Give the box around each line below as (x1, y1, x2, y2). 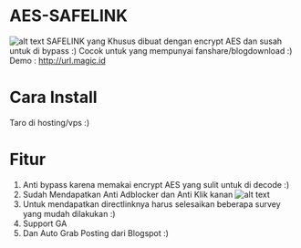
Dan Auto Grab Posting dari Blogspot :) (22, 227, 169, 238)
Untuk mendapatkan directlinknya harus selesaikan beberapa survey (22, 198, 281, 210)
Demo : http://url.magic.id (9, 55, 107, 66)
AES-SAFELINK (9, 5, 128, 26)
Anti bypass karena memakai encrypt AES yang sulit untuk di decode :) (22, 179, 290, 190)
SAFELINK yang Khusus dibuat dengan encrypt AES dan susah (46, 36, 283, 46)
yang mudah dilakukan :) (22, 208, 116, 219)
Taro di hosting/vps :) (9, 117, 89, 128)
